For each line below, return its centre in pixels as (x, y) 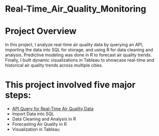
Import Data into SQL (33, 114)
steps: (18, 95)
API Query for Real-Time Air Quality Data (53, 109)
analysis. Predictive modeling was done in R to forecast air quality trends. (79, 55)
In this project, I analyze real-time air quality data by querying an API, (74, 45)
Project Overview (41, 31)
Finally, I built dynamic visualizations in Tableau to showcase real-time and (80, 60)
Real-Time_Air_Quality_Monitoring (76, 9)
